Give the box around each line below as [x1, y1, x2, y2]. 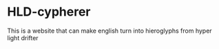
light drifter [7, 33, 39, 42]
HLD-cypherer [7, 4, 91, 20]
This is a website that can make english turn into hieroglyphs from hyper [7, 27, 212, 35]
